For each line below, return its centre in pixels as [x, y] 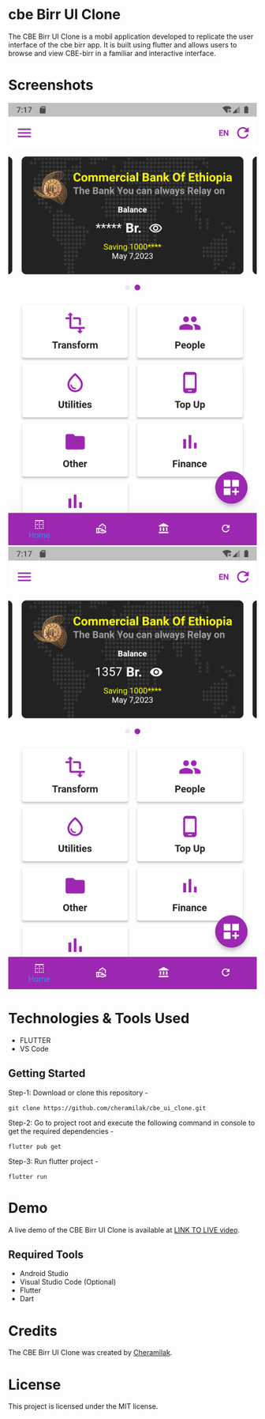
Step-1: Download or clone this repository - [78, 1093]
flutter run [28, 1176]
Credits [33, 1331]
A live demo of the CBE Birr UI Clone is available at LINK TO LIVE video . [124, 1229]
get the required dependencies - [61, 1131]
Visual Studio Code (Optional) [68, 1282]
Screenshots [51, 85]
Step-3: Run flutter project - [53, 1161]
